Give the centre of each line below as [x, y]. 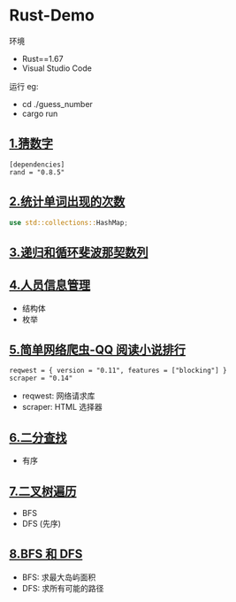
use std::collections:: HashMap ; [69, 222]
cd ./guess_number [57, 104]
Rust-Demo [52, 15]
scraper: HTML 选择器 [62, 407]
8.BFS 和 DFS [46, 554]
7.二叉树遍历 [43, 491]
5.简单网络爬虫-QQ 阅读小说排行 [98, 350]
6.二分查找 [38, 438]
